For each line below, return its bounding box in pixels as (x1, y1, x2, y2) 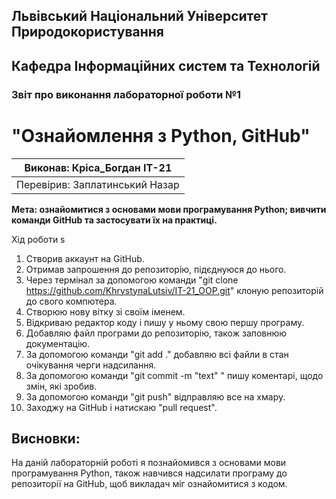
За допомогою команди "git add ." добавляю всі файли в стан (25, 348, 289, 360)
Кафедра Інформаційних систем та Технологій (11, 57, 321, 74)
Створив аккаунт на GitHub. (25, 252, 145, 264)
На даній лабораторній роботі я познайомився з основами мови (11, 457, 287, 469)
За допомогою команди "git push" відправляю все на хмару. (25, 390, 286, 403)
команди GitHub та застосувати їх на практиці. (11, 214, 218, 226)
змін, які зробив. (25, 380, 98, 392)
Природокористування (11, 24, 164, 41)
